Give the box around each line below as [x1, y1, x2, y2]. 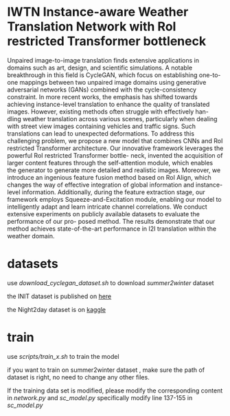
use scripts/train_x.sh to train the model [7, 352, 119, 360]
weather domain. [7, 231, 55, 240]
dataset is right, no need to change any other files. [7, 373, 150, 381]
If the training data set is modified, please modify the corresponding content [7, 386, 223, 395]
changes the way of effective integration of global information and [7, 180, 194, 189]
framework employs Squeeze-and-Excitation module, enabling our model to [7, 195, 222, 203]
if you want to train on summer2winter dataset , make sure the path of [7, 366, 205, 374]
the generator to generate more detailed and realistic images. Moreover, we [7, 166, 221, 174]
